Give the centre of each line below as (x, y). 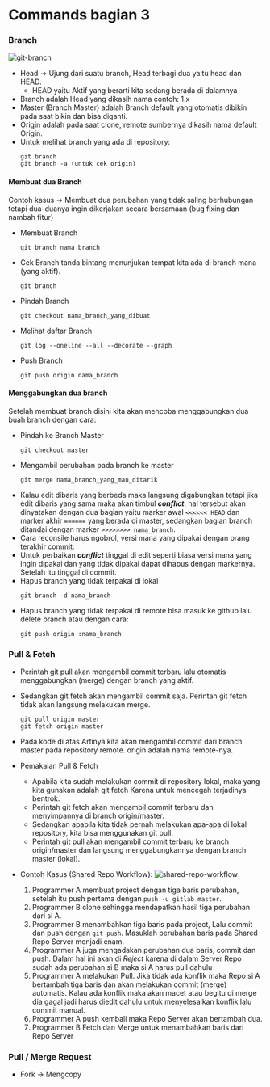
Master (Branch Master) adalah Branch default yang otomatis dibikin (133, 107)
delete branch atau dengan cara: (74, 619)
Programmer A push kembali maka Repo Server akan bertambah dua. (147, 1019)
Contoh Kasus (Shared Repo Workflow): (86, 874)
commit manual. (59, 1010)
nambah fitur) (31, 217)
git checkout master (54, 450)
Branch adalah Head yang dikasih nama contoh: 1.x (105, 99)
